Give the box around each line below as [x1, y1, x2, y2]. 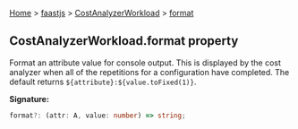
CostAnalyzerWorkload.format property [9, 33, 239, 48]
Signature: [9, 93, 49, 104]
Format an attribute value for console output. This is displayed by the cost [9, 57, 282, 68]
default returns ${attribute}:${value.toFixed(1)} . [9, 76, 197, 87]
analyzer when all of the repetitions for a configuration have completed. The [9, 66, 290, 77]
